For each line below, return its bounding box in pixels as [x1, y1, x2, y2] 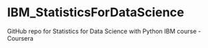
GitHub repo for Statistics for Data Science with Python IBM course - [7, 27, 201, 35]
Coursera [7, 34, 34, 42]
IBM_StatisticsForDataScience [7, 5, 185, 20]
